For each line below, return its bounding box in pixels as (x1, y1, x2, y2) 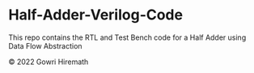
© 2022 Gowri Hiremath (8, 57, 89, 67)
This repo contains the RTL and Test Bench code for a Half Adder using (8, 32, 247, 42)
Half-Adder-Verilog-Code (8, 6, 184, 24)
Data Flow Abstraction (8, 41, 83, 50)
